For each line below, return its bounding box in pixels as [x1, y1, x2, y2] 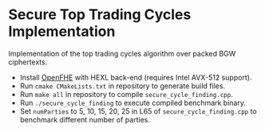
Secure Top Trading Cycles [8, 6, 192, 24]
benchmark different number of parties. [19, 115, 150, 124]
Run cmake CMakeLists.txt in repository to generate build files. [19, 81, 226, 91]
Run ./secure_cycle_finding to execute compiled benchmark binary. [19, 98, 246, 107]
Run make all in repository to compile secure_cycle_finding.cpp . [19, 89, 233, 99]
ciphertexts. [8, 57, 48, 67]
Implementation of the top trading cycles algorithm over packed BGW [8, 49, 236, 58]
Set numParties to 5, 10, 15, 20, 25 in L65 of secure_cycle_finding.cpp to [19, 106, 257, 116]
